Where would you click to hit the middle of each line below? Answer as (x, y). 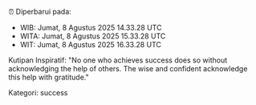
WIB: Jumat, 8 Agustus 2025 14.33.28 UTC (91, 28)
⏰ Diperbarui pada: (40, 12)
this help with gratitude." (49, 77)
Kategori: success (38, 93)
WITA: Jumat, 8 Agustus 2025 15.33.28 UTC (93, 36)
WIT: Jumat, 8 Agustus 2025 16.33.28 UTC (91, 44)
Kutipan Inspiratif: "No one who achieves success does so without (118, 60)
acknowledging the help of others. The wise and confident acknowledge (128, 69)
